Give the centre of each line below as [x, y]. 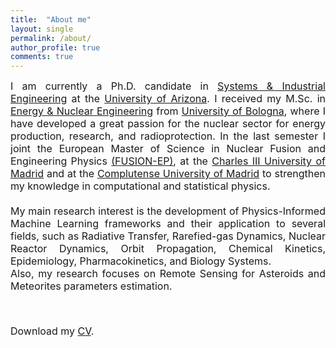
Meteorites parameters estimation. [91, 286]
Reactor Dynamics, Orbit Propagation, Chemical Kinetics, [168, 249]
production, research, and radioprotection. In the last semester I [168, 136]
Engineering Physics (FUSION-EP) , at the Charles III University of [168, 161]
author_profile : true [55, 47]
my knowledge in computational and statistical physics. [140, 186]
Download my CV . [52, 331]
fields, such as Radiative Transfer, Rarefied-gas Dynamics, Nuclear [168, 236]
